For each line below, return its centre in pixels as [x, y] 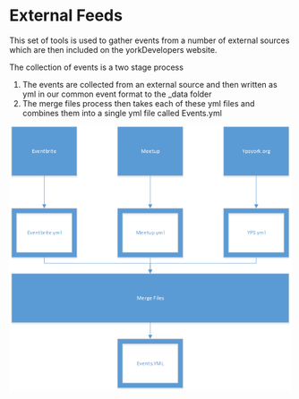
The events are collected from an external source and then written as [149, 84]
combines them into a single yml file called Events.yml [122, 113]
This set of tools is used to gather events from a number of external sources [149, 40]
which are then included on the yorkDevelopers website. [113, 49]
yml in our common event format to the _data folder [117, 94]
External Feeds [66, 16]
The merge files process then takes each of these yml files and [138, 103]
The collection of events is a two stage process [96, 67]
